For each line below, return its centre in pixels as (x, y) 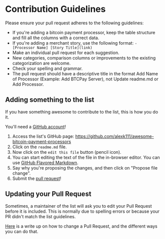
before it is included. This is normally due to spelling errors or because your (82, 211)
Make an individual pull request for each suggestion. (66, 53)
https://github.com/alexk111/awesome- (114, 136)
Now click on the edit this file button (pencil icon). (67, 152)
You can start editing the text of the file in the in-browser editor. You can (86, 157)
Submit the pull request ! (37, 178)
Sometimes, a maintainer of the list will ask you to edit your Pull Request (79, 206)
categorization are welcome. (41, 63)
